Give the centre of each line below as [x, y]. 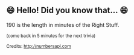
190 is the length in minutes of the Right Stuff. [63, 25]
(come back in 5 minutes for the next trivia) [51, 36]
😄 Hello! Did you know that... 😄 [67, 10]
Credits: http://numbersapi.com [39, 46]
